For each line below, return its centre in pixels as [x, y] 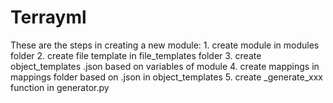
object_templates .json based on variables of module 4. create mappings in [165, 66]
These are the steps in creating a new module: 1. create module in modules [165, 45]
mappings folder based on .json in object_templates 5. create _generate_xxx [166, 77]
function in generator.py [60, 87]
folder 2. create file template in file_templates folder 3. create [136, 55]
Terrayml [48, 17]
